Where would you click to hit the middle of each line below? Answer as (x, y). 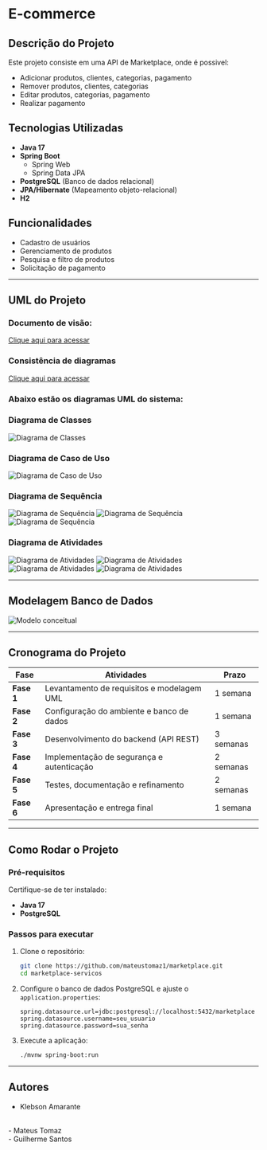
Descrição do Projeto (61, 43)
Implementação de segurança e (104, 757)
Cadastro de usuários (55, 242)
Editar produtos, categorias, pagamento (85, 95)
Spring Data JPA (58, 173)
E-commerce (52, 14)
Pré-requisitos (37, 872)
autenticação (69, 767)
